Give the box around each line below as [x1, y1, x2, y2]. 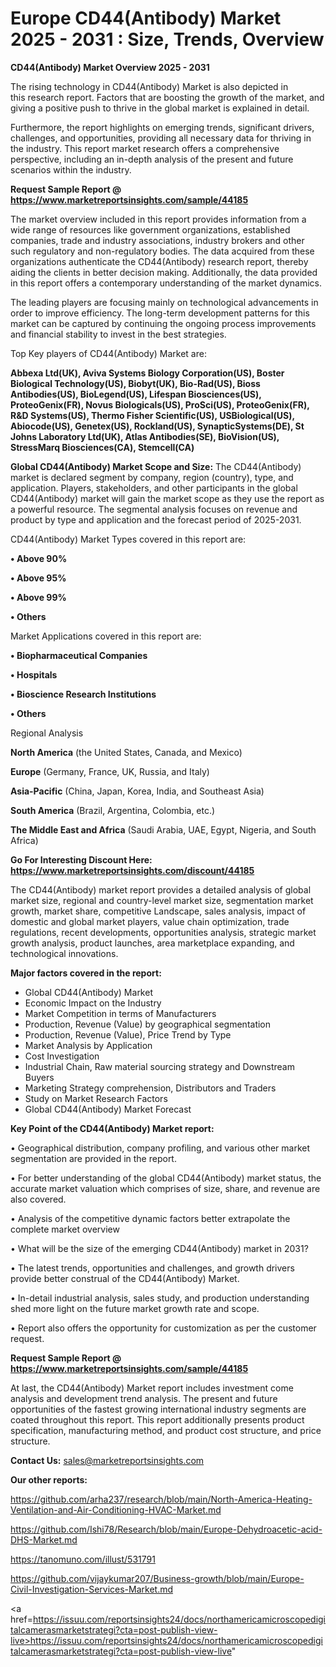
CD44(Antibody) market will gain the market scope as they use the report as [10, 492, 325, 504]
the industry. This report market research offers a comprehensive [10, 142, 280, 154]
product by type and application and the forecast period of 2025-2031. [10, 513, 302, 526]
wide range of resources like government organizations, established [10, 223, 291, 236]
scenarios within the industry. [10, 163, 132, 176]
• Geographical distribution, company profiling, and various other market [10, 1142, 311, 1154]
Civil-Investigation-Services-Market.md [10, 1583, 174, 1595]
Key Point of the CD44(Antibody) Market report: [10, 1122, 215, 1134]
